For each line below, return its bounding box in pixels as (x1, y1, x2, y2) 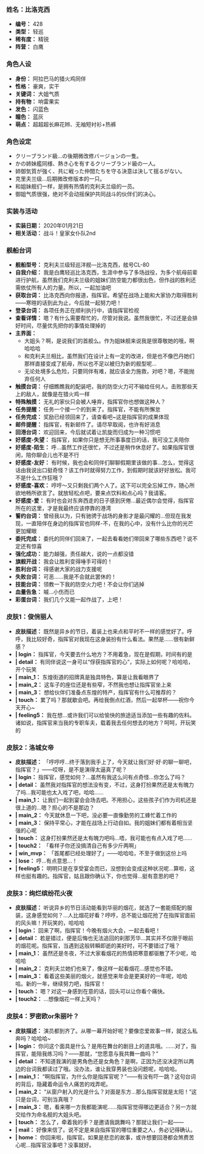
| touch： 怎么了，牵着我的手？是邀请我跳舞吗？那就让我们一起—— (15, 1118, 184, 1125)
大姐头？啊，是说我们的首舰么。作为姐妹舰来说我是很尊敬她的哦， (24, 337, 189, 344)
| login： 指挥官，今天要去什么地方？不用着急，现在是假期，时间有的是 (15, 650, 192, 658)
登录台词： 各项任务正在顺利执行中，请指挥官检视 (15, 307, 140, 314)
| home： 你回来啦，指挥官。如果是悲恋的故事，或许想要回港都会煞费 (15, 1133, 189, 1141)
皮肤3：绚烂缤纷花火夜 (6, 889, 73, 897)
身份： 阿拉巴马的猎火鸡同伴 (15, 75, 86, 82)
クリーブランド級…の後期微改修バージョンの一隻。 (15, 152, 142, 159)
